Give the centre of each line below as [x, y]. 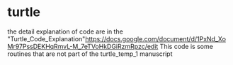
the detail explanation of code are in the [66, 31]
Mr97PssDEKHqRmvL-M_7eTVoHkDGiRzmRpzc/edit [83, 46]
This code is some [187, 46]
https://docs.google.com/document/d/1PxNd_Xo [155, 38]
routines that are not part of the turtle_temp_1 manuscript [90, 54]
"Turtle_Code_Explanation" [46, 38]
